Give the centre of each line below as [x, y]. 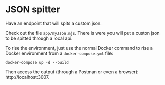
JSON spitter [33, 9]
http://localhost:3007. [27, 77]
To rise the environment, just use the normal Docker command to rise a [79, 48]
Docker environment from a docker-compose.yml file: [59, 53]
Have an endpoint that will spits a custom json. [53, 23]
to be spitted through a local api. [39, 38]
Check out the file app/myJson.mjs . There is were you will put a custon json [82, 33]
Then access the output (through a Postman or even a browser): [72, 72]
